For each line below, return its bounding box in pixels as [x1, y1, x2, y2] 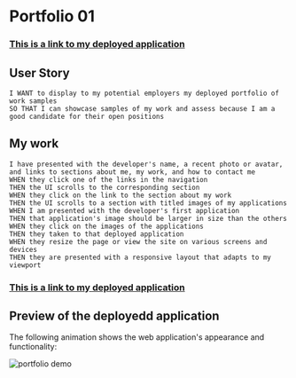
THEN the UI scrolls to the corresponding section [9, 183, 200, 192]
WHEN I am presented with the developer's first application [9, 206, 240, 215]
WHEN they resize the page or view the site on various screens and [9, 237, 268, 246]
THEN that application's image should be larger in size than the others [9, 214, 288, 223]
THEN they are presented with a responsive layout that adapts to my [9, 253, 272, 262]
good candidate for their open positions [9, 112, 165, 121]
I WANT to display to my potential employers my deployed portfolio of [9, 89, 279, 98]
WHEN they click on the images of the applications [9, 222, 204, 231]
